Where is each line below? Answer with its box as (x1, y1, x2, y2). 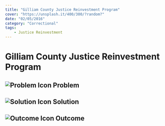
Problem (53, 81, 80, 89)
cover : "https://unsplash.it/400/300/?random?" (5, 12, 105, 17)
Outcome (55, 114, 85, 123)
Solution (52, 98, 79, 106)
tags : (5, 25, 16, 30)
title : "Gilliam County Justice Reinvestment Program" (5, 7, 120, 12)
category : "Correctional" (5, 21, 58, 26)
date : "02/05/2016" (5, 16, 45, 21)
